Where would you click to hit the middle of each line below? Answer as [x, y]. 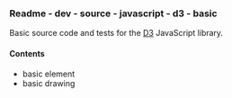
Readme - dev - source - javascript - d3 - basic [113, 13]
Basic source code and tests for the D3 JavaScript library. [116, 33]
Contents [27, 53]
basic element [49, 74]
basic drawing [49, 83]
